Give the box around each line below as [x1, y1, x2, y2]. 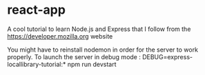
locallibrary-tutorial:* [7, 60, 66, 68]
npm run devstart [67, 60, 117, 68]
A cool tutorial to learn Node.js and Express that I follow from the [7, 25, 191, 33]
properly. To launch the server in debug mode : [7, 52, 141, 61]
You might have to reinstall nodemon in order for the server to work [7, 45, 199, 54]
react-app [7, 2, 66, 18]
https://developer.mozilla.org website [7, 32, 113, 40]
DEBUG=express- [142, 52, 193, 61]
